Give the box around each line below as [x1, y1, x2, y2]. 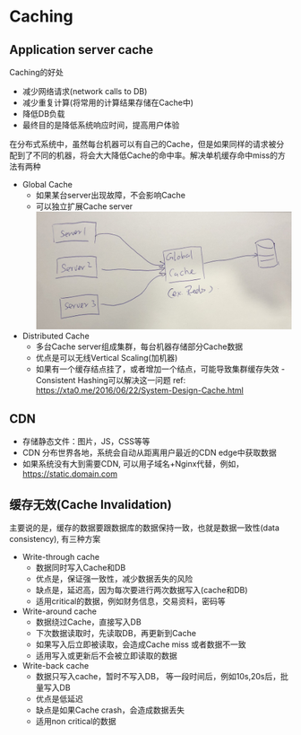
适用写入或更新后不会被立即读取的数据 [35, 650, 177, 661]
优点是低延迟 [35, 693, 83, 704]
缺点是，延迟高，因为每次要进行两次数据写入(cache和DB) [35, 584, 248, 595]
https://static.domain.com [21, 468, 118, 479]
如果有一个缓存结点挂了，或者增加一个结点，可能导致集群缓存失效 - [35, 363, 285, 374]
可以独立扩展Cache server [35, 201, 133, 212]
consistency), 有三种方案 [9, 533, 101, 544]
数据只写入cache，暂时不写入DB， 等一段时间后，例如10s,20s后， [35, 670, 280, 681]
